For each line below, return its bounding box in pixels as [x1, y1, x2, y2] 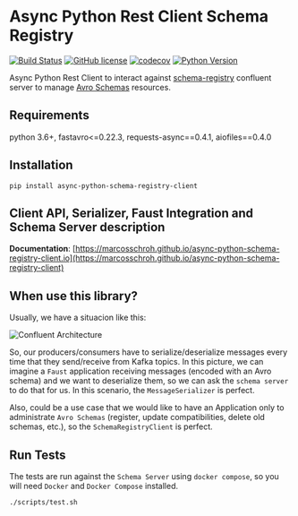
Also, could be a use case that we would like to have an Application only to [9, 402, 285, 413]
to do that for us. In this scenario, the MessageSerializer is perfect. [9, 385, 255, 396]
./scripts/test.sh [9, 498, 78, 507]
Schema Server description [9, 219, 166, 235]
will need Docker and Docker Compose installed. [9, 481, 179, 491]
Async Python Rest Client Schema [9, 6, 269, 27]
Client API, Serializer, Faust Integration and [9, 205, 253, 220]
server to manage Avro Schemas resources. [9, 82, 172, 92]
